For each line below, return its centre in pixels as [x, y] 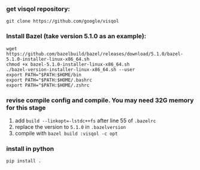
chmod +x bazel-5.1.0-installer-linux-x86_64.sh [68, 64]
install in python [30, 149]
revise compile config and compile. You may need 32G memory [100, 100]
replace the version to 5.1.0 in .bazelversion [70, 126]
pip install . [24, 161]
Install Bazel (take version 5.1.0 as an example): [76, 36]
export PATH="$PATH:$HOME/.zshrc [48, 85]
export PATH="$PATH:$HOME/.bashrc [49, 80]
